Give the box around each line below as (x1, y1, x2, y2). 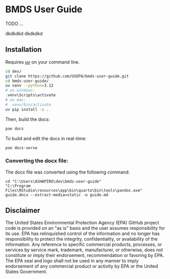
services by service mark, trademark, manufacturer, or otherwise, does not (5, 247, 163, 253)
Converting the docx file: (5, 157, 68, 164)
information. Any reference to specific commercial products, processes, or (5, 242, 162, 248)
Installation (5, 45, 42, 54)
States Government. (5, 269, 47, 275)
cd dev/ (5, 69, 22, 74)
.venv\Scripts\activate (5, 93, 56, 98)
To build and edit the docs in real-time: (5, 135, 87, 141)
